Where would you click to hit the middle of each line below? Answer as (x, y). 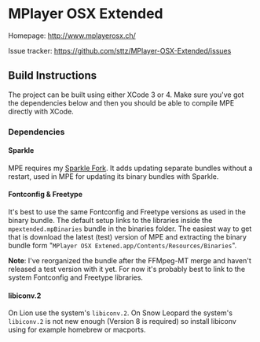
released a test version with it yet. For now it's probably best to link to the (127, 270)
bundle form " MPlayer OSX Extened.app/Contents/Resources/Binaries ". (123, 246)
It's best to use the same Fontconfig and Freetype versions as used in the (127, 212)
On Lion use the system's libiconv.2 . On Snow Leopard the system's (121, 313)
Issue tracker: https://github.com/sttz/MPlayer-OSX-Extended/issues (120, 50)
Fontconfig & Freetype (46, 195)
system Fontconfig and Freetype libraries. (76, 277)
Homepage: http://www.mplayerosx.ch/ (72, 35)
